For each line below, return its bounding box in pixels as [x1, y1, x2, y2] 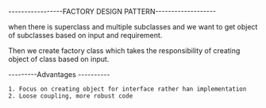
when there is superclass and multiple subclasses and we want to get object [8, 22, 258, 31]
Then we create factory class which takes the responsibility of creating [8, 46, 241, 55]
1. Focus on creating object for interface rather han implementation [8, 85, 247, 93]
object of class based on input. [8, 55, 110, 64]
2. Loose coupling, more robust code [8, 92, 133, 100]
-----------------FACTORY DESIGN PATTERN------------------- [8, 7, 217, 16]
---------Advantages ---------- [8, 70, 110, 79]
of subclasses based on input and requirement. [8, 31, 163, 40]
